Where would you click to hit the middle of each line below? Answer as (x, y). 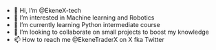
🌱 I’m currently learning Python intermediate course (87, 25)
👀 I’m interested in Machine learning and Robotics (84, 18)
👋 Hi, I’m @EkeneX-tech (47, 10)
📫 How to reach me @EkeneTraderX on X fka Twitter (89, 40)
